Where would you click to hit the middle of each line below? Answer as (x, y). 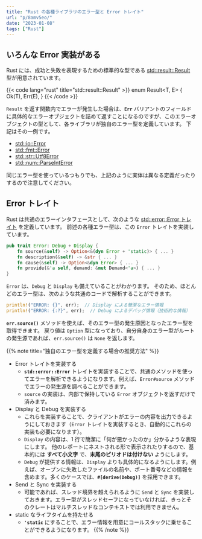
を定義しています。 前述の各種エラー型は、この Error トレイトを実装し (106, 226)
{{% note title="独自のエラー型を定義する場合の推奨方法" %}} (83, 351)
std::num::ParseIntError (44, 163)
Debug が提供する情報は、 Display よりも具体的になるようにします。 (107, 462)
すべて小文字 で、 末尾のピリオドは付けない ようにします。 (119, 454)
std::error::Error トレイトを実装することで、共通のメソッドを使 (106, 371)
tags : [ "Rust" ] (25, 29)
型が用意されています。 (35, 78)
